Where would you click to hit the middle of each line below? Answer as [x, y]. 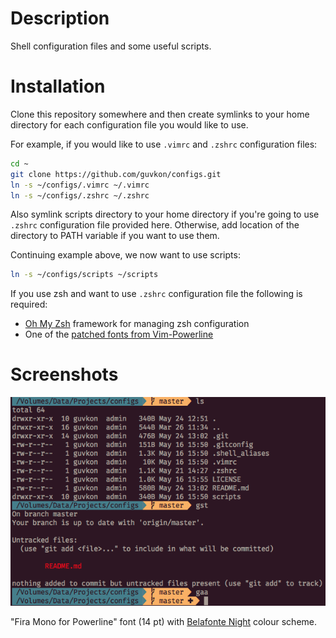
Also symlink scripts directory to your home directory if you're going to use [165, 214]
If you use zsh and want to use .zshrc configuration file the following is [156, 294]
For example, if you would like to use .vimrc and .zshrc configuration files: [164, 144]
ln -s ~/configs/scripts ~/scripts [84, 275]
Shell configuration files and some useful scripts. [111, 46]
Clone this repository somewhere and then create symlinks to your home [160, 114]
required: [29, 304]
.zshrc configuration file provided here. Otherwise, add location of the [155, 225]
